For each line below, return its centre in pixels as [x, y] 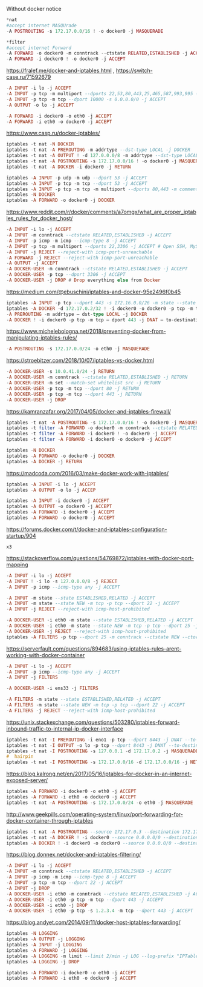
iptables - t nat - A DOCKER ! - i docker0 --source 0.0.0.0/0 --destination [102, 837]
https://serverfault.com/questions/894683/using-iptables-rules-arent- [94, 649]
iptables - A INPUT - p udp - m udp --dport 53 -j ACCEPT [77, 178]
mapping [17, 564]
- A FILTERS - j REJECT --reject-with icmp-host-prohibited [81, 711]
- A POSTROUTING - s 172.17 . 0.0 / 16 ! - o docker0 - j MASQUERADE [85, 31]
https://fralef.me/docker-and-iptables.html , [60, 71]
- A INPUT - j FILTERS [32, 678]
